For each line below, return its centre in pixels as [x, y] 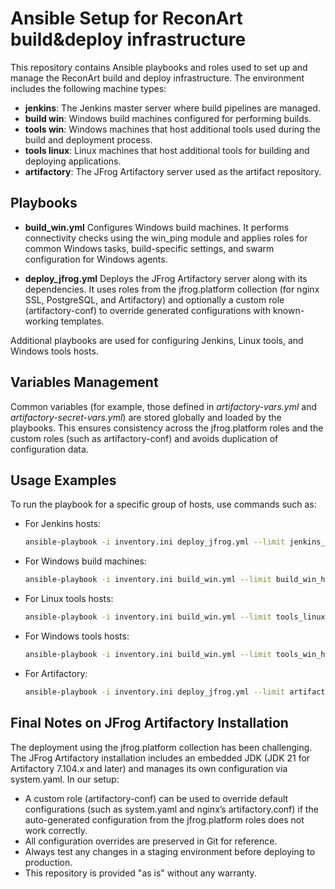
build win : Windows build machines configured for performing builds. [168, 118]
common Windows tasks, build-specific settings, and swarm [149, 248]
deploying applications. [73, 161]
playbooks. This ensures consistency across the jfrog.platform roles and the [167, 428]
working [41, 321]
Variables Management [84, 382]
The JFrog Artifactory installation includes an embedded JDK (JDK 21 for [160, 758]
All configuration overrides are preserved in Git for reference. [151, 841]
